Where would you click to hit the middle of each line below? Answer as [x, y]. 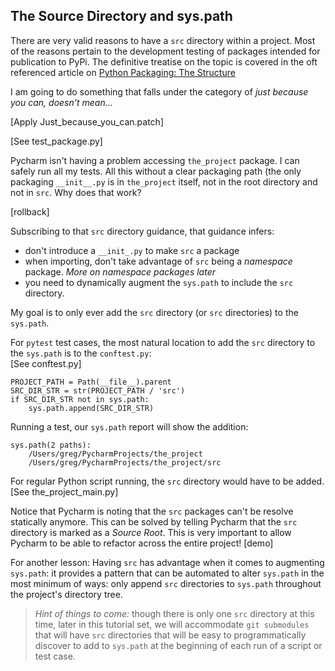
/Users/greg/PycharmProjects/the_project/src [125, 462]
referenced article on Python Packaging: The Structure [123, 72]
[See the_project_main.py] [64, 491]
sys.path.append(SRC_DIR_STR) [91, 408]
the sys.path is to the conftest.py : [81, 353]
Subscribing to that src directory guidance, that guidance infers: [142, 231]
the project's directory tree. [66, 594]
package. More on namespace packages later [120, 271]
